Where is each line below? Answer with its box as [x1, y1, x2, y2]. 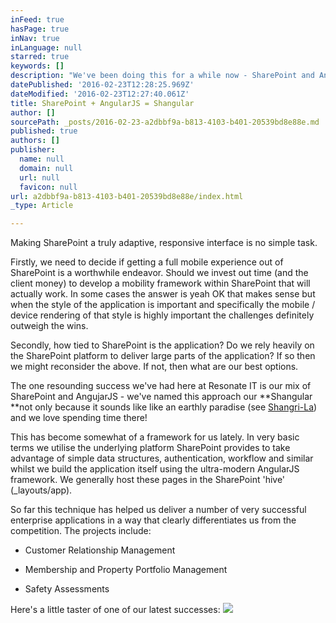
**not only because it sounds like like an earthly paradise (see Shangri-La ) [10, 401, 318, 413]
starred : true [10, 52, 70, 62]
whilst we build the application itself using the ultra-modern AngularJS [10, 463, 300, 475]
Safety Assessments [24, 583, 110, 595]
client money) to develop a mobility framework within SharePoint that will [10, 277, 311, 290]
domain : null [19, 163, 74, 173]
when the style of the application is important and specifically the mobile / [10, 299, 316, 311]
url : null [19, 172, 60, 183]
